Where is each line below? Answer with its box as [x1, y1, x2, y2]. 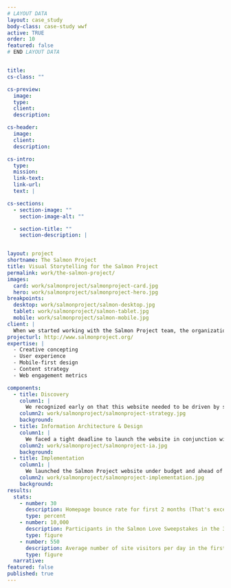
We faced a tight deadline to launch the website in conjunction [25, 436, 217, 443]
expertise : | [7, 340, 45, 347]
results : [7, 487, 32, 494]
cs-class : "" [7, 73, 45, 80]
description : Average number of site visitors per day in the [25, 545, 208, 551]
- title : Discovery [13, 391, 69, 398]
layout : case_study [7, 17, 63, 23]
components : [7, 384, 41, 392]
